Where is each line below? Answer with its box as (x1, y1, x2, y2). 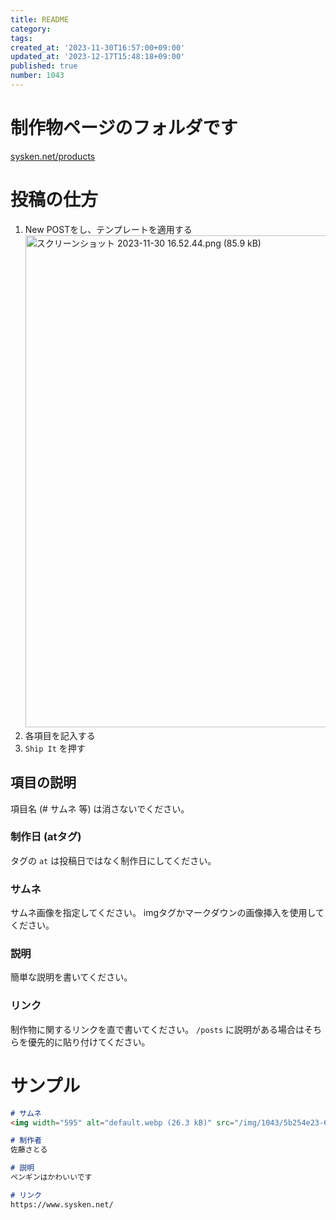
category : (10, 24, 52, 34)
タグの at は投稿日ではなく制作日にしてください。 (10, 854, 217, 866)
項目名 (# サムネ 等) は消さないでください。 (10, 802, 190, 815)
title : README (10, 14, 70, 25)
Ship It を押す (24, 742, 86, 754)
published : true (10, 61, 78, 71)
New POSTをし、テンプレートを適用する (24, 223, 193, 235)
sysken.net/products (10, 150, 96, 162)
